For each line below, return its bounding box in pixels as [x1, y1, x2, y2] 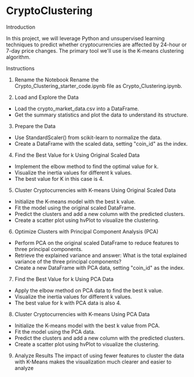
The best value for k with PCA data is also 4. [14, 299, 122, 306]
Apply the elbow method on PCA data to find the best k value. [14, 287, 164, 294]
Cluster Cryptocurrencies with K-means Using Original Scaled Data [14, 186, 176, 194]
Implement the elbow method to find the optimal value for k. [14, 163, 159, 170]
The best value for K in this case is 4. [14, 175, 104, 182]
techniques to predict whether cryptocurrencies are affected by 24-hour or [6, 41, 187, 48]
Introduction [6, 23, 36, 30]
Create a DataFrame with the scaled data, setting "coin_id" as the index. [14, 140, 188, 147]
